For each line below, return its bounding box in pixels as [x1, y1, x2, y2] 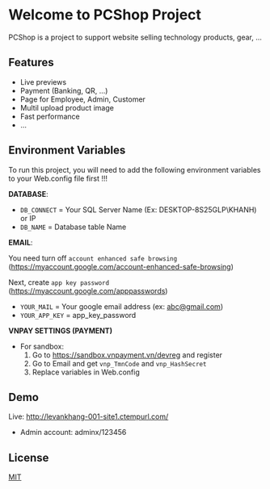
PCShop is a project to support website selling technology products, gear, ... [8, 32, 263, 42]
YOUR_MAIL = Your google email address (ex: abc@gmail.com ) [19, 301, 224, 311]
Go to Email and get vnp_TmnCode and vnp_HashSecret [32, 358, 207, 368]
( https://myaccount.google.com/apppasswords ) [8, 286, 168, 295]
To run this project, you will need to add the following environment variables [8, 165, 261, 174]
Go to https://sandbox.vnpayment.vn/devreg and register [32, 349, 223, 360]
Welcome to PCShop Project [8, 6, 202, 24]
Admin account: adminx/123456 [19, 428, 127, 437]
